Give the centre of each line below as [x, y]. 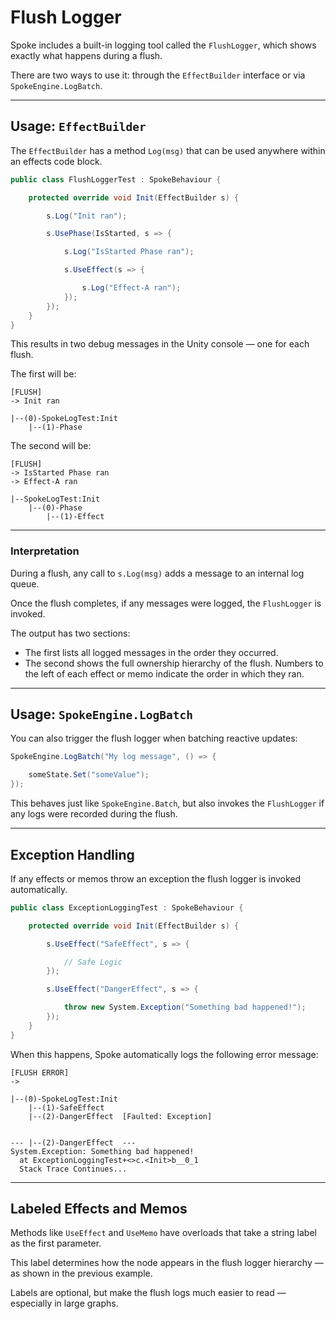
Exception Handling [72, 854]
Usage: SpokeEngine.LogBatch [101, 714]
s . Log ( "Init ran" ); [87, 216]
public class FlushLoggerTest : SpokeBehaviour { [116, 179]
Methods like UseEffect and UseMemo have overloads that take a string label [163, 1233]
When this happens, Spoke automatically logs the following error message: [164, 1054]
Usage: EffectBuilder [78, 126]
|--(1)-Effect [75, 517]
